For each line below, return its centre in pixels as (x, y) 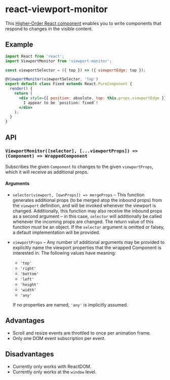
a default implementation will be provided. (56, 233)
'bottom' (29, 274)
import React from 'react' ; (35, 56)
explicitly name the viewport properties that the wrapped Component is (87, 248)
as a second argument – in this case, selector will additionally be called (87, 217)
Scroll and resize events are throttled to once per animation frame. (81, 333)
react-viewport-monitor (56, 9)
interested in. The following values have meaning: (64, 253)
